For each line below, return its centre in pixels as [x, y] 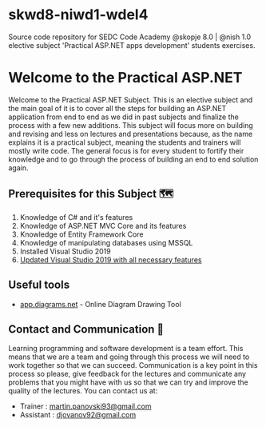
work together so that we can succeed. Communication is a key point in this [133, 365]
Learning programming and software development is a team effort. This [126, 349]
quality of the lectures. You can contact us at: [83, 391]
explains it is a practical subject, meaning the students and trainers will [125, 142]
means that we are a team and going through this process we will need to [129, 357]
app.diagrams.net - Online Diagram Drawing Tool [100, 304]
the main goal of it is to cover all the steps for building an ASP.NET [117, 108]
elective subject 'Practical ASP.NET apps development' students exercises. [132, 45]
